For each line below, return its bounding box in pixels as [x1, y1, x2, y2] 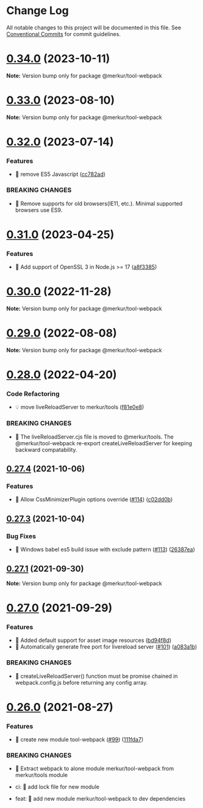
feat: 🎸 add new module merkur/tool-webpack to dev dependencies [15, 795, 186, 803]
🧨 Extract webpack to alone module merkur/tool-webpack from [15, 765, 174, 773]
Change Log [6, 4, 69, 18]
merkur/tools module [15, 771, 68, 779]
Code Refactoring [6, 390, 60, 398]
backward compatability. [15, 446, 77, 453]
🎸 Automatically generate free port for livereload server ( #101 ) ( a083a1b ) [15, 643, 198, 650]
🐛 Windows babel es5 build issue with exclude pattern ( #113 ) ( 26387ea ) [15, 546, 195, 553]
